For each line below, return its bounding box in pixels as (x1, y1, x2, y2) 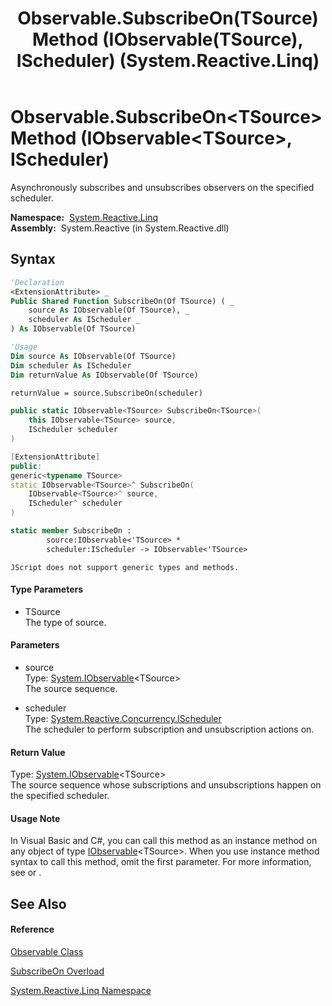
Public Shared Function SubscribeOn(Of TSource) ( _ (10, 296, 235, 306)
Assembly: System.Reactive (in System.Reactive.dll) (10, 222, 230, 234)
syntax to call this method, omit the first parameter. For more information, (10, 856, 312, 868)
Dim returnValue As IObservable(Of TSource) (10, 370, 199, 380)
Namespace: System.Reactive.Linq (10, 211, 159, 223)
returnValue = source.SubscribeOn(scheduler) (10, 388, 203, 398)
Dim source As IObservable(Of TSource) (10, 351, 177, 361)
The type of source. (24, 616, 107, 628)
